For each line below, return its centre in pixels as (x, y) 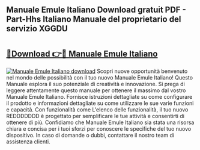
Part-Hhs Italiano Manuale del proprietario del (94, 20)
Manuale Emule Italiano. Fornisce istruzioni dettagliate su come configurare (99, 97)
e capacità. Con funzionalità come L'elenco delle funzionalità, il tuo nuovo (97, 110)
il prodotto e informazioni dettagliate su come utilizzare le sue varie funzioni (100, 103)
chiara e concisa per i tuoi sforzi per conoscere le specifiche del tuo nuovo (99, 129)
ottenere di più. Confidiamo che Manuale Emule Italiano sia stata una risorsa (100, 122)
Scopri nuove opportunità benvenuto (142, 71)
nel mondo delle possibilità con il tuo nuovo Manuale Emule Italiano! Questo (100, 77)
